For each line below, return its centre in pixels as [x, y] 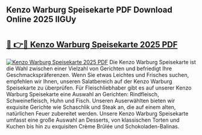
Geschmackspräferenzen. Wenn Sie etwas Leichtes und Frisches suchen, [98, 75]
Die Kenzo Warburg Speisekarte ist [153, 62]
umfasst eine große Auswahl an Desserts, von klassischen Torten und [93, 120]
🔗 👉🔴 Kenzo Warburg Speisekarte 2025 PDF [92, 44]
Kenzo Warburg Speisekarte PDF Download [90, 10]
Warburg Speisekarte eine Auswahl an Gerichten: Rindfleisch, [83, 94]
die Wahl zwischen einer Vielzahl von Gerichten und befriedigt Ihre [89, 68]
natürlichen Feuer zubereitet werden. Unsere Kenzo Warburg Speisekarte [97, 114]
